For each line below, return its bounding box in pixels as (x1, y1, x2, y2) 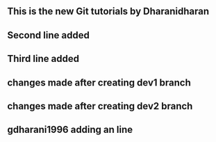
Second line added (7, 29, 90, 41)
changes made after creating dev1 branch (7, 77, 191, 88)
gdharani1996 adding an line (7, 124, 133, 136)
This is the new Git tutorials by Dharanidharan (7, 6, 210, 17)
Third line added (7, 53, 80, 65)
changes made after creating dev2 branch (7, 100, 193, 112)
